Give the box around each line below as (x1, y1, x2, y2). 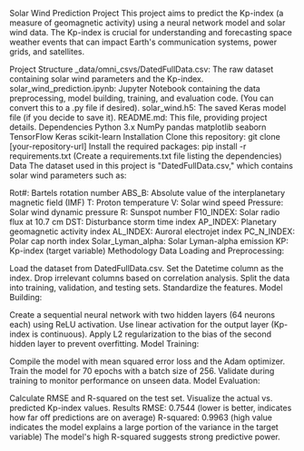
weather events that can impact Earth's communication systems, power (9, 36, 278, 47)
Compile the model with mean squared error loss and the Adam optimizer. (9, 356, 286, 367)
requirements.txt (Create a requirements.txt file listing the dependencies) (9, 151, 283, 162)
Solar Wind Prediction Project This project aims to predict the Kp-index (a (9, 8, 284, 18)
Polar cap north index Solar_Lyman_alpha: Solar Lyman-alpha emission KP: (9, 236, 289, 246)
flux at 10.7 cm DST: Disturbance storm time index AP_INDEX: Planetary (9, 217, 277, 227)
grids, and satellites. (9, 46, 85, 57)
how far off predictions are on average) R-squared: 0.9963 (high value (9, 412, 272, 423)
